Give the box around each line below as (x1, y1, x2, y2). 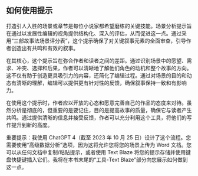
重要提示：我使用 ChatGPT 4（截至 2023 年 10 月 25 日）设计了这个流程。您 (6, 133, 192, 141)
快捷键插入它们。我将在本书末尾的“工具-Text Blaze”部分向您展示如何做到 (11, 156, 188, 163)
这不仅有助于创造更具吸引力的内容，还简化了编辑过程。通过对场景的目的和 (6, 71, 187, 79)
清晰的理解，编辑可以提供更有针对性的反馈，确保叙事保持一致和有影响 (16, 79, 187, 86)
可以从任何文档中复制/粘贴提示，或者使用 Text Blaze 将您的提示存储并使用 (6, 148, 186, 155)
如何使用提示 (6, 5, 53, 16)
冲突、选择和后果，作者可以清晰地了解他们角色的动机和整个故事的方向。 (16, 64, 192, 71)
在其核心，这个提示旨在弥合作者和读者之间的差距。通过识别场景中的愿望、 (6, 57, 187, 64)
